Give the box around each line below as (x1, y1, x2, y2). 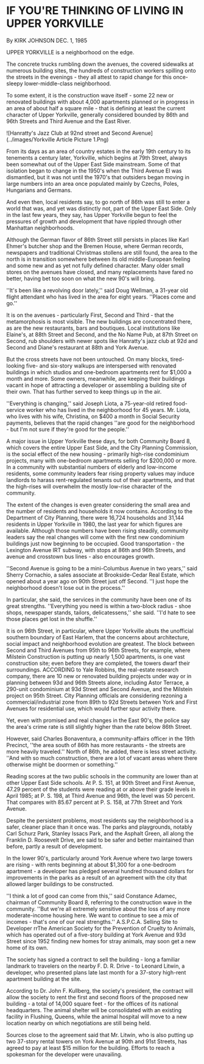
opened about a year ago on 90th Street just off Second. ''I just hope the (6, 577, 189, 585)
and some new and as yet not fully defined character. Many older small (6, 261, 185, 269)
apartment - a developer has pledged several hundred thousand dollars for (6, 867, 194, 874)
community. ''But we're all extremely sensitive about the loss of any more (6, 905, 191, 912)
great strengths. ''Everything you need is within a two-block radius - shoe (6, 602, 191, 609)
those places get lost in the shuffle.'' (6, 615, 97, 622)
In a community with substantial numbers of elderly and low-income (6, 463, 177, 470)
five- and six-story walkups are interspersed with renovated (26, 362, 177, 369)
